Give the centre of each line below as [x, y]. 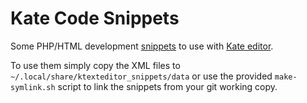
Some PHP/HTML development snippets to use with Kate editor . [142, 46]
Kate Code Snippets [95, 18]
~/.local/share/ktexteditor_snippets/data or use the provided [141, 76]
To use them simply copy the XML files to [95, 65]
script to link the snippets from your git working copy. [167, 86]
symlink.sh [33, 87]
